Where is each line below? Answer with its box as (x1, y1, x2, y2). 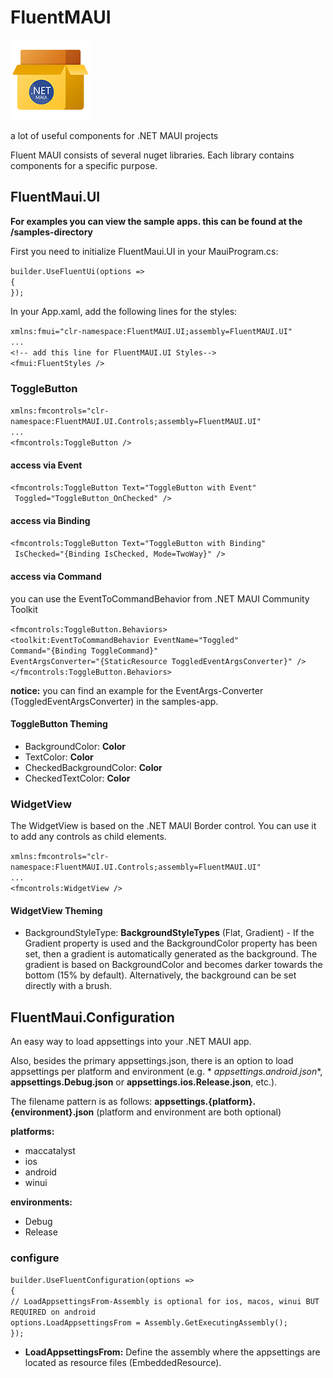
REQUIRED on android (10, 1307, 97, 1318)
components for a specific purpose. (10, 159, 158, 171)
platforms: (10, 1126, 55, 1138)
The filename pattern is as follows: (10, 1096, 153, 1108)
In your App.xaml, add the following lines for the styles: (10, 305, 238, 317)
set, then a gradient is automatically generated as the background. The (24, 948, 318, 960)
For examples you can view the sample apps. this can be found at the (10, 215, 303, 227)
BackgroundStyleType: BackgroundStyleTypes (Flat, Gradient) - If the (24, 927, 315, 939)
